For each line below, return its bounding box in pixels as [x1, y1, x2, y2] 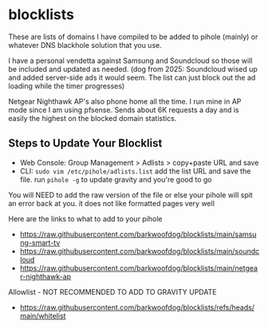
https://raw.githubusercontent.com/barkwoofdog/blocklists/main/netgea [19, 263, 258, 272]
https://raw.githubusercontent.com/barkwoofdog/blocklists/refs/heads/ [19, 303, 255, 312]
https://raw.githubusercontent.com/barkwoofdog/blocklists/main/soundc [19, 246, 260, 256]
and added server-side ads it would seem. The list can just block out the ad [8, 72, 256, 82]
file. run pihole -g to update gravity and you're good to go [19, 174, 212, 184]
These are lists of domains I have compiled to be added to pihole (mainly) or [8, 32, 258, 41]
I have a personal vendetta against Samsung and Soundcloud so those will [8, 56, 253, 65]
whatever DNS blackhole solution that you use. [8, 40, 162, 49]
